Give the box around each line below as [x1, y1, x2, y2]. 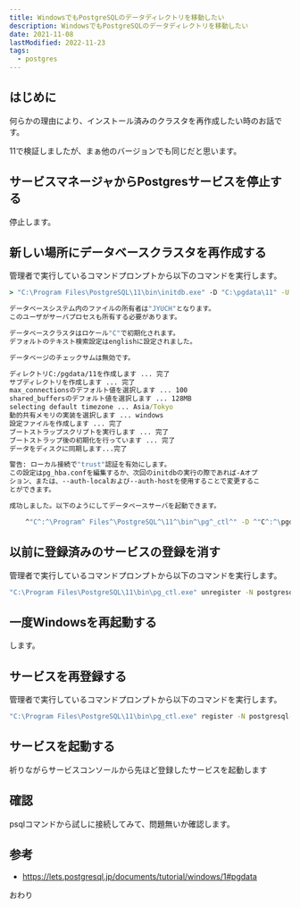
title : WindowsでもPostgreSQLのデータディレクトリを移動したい [9, 13, 225, 22]
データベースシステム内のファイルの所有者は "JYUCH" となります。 [9, 305, 216, 314]
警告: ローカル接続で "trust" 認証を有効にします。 [9, 460, 171, 469]
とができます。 [9, 485, 56, 494]
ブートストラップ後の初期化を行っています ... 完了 [9, 435, 176, 445]
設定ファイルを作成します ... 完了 [9, 419, 123, 428]
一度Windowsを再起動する [9, 614, 157, 630]
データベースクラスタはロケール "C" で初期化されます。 [9, 329, 180, 338]
